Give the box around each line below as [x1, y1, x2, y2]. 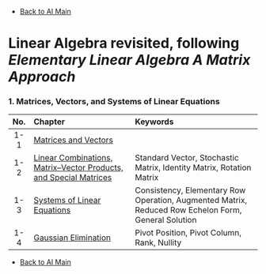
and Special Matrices [33, 172, 112, 183]
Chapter [33, 116, 66, 127]
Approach [8, 68, 76, 86]
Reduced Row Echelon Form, [135, 205, 242, 216]
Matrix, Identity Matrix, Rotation [135, 162, 252, 173]
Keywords [135, 116, 174, 127]
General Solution [135, 215, 197, 226]
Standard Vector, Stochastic [135, 152, 239, 163]
